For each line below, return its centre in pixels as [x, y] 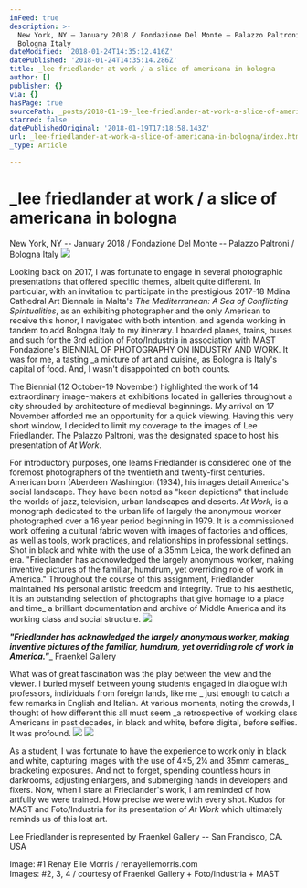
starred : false [38, 120]
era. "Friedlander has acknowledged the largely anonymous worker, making [152, 559]
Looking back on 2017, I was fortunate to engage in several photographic [146, 271]
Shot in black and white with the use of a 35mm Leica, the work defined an [150, 550]
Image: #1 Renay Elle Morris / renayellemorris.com [104, 863]
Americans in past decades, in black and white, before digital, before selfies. [153, 722]
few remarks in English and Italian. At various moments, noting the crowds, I [152, 703]
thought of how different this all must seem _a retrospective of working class [153, 713]
